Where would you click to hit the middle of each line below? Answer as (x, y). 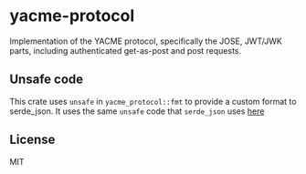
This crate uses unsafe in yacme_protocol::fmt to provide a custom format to (153, 101)
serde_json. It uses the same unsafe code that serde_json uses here (137, 111)
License (32, 140)
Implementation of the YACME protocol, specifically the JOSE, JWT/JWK (146, 41)
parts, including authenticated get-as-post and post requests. (126, 50)
